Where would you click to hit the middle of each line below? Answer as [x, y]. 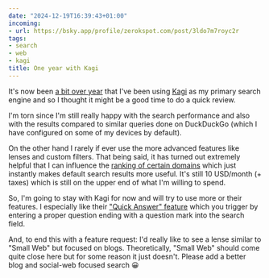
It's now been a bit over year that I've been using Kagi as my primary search [135, 91]
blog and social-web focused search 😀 [74, 265]
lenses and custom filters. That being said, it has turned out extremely [124, 156]
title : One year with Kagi [54, 68]
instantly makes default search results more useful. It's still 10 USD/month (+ [135, 173]
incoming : [25, 23]
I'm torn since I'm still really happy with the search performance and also [129, 115]
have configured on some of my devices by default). [95, 132]
